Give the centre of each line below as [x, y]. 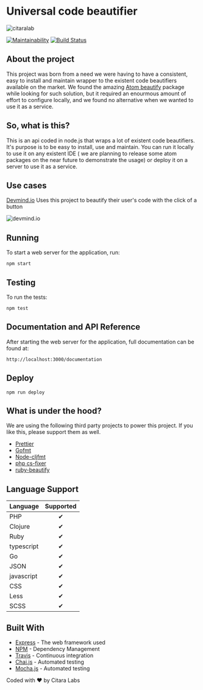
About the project [41, 59]
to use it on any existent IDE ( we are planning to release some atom [91, 153]
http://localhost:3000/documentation [54, 359]
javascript [23, 576]
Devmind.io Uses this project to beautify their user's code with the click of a [101, 200]
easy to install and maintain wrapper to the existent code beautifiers [91, 80]
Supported [61, 507]
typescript [24, 546]
